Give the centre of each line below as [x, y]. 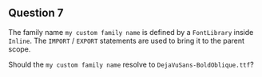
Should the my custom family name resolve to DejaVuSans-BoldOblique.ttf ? [131, 64]
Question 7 [36, 13]
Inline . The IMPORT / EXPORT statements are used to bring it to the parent [127, 40]
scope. [20, 49]
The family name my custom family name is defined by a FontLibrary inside [131, 32]
